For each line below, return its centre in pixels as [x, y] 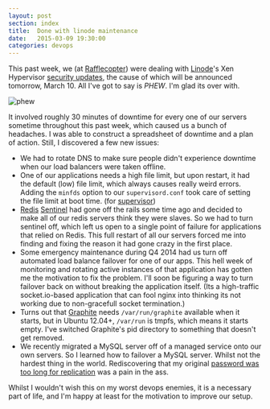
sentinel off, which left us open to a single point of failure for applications [141, 227]
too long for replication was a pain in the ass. [94, 372]
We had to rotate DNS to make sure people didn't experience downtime [138, 159]
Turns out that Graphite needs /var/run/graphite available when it [130, 312]
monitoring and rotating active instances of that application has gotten [136, 270]
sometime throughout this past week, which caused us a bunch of [118, 126]
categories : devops [41, 46]
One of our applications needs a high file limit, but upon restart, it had [135, 176]
